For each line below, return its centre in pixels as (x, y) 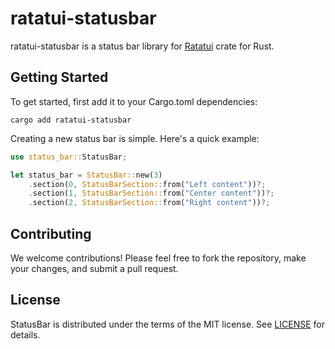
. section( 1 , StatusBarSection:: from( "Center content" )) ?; (151, 193)
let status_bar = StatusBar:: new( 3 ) (86, 175)
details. (25, 334)
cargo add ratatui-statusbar (71, 120)
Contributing (51, 233)
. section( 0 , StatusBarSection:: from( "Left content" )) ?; (147, 184)
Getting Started (59, 77)
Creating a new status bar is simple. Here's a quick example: (135, 138)
